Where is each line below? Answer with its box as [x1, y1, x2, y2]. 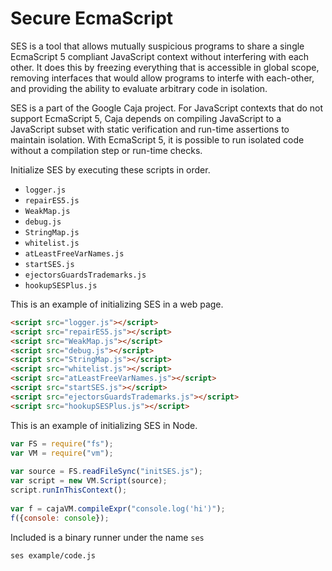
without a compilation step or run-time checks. [10, 144, 203, 156]
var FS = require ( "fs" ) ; [10, 438, 114, 449]
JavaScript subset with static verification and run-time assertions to [10, 123, 290, 135]
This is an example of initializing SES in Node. [10, 419, 198, 431]
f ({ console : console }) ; [10, 513, 110, 523]
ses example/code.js [10, 550, 97, 561]
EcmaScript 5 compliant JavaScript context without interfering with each [10, 50, 310, 62]
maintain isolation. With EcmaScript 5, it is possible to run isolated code [10, 133, 305, 146]
